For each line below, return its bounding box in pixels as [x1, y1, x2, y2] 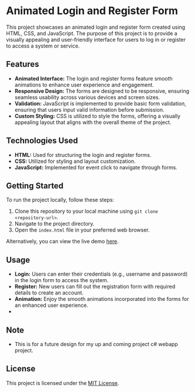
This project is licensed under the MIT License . [6, 379, 119, 386]
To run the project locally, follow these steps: [6, 196, 114, 203]
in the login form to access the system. [14, 277, 109, 284]
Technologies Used [6, 136, 78, 146]
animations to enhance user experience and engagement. [14, 81, 154, 88]
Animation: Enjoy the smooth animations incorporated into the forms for [14, 296, 189, 303]
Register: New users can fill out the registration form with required [14, 283, 176, 290]
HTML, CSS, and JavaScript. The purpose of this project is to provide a [6, 29, 177, 36]
